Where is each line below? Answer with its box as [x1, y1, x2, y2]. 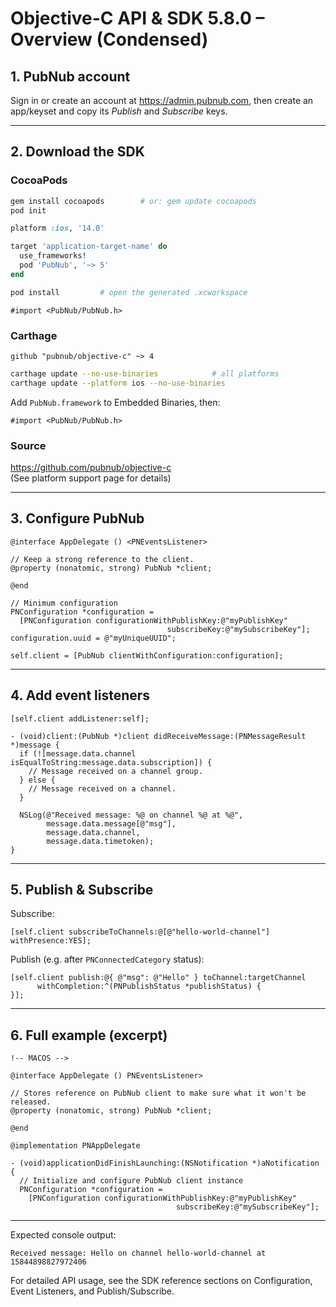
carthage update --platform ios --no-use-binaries [10, 378, 226, 388]
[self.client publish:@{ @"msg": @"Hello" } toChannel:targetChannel [10, 973, 307, 983]
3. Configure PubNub [10, 510, 145, 527]
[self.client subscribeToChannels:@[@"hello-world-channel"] [10, 927, 271, 937]
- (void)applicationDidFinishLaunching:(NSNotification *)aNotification [10, 1158, 320, 1169]
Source [10, 438, 47, 452]
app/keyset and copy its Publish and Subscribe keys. [10, 105, 228, 117]
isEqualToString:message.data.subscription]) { [10, 757, 213, 767]
